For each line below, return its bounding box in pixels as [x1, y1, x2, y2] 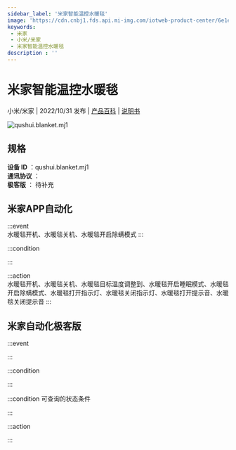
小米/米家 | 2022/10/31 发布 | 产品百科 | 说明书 [7, 106, 140, 115]
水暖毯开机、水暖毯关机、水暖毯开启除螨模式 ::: [7, 230, 144, 239]
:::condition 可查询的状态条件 [7, 394, 91, 403]
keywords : [7, 23, 37, 30]
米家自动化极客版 [7, 320, 81, 332]
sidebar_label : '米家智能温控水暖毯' [7, 10, 108, 18]
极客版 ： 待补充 [7, 180, 54, 188]
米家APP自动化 [7, 203, 72, 215]
